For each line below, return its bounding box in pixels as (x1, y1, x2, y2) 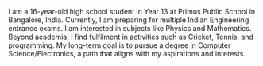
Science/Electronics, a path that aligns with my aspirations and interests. (8, 49, 246, 58)
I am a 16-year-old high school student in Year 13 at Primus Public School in (8, 7, 256, 16)
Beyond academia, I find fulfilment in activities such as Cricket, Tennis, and (8, 32, 254, 41)
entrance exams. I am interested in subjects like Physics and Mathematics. (8, 24, 252, 33)
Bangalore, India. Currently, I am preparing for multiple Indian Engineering (8, 15, 249, 25)
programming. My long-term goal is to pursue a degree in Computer (8, 41, 231, 50)
